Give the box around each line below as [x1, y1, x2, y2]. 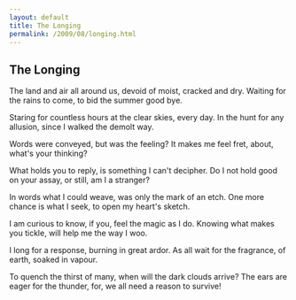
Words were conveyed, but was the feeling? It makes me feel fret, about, [9, 139, 274, 150]
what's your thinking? [9, 148, 88, 159]
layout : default [9, 12, 69, 22]
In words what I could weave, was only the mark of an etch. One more [9, 192, 264, 203]
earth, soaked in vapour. [9, 254, 98, 265]
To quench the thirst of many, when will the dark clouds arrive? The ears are [9, 272, 288, 282]
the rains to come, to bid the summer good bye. [9, 95, 183, 106]
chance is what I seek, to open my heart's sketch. [9, 201, 191, 212]
